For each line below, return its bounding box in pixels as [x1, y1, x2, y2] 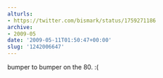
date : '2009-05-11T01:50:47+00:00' [7, 37, 112, 44]
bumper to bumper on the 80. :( [7, 63, 99, 71]
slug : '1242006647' [7, 43, 65, 50]
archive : [7, 23, 33, 30]
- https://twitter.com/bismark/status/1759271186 [7, 17, 157, 24]
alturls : [7, 10, 33, 18]
